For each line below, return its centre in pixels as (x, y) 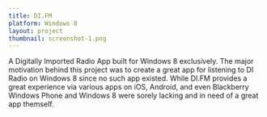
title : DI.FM (30, 16)
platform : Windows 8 (43, 23)
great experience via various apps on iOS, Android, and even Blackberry (129, 87)
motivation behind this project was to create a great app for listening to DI (131, 70)
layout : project (36, 31)
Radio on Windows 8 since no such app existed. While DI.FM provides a (128, 78)
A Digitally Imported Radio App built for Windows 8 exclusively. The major (131, 61)
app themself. (31, 104)
